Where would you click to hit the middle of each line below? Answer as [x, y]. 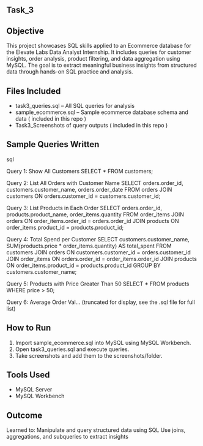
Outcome [24, 415]
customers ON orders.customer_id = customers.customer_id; [83, 196]
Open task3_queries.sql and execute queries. [72, 349]
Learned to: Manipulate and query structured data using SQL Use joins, [96, 430]
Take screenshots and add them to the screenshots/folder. [89, 355]
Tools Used [28, 375]
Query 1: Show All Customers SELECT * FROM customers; [80, 171]
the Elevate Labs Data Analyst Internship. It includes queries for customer [99, 52]
